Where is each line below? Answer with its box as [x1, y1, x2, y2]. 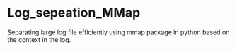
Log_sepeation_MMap [7, 5, 141, 21]
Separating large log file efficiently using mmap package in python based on [7, 28, 230, 36]
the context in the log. [7, 35, 71, 43]
